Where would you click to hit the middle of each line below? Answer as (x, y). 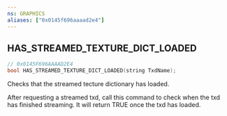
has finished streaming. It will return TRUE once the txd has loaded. (104, 105)
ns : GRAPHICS (26, 14)
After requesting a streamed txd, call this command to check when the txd (114, 97)
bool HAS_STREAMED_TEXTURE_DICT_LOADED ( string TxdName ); (92, 71)
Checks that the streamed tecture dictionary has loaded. (88, 84)
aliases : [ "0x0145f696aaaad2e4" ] (56, 20)
